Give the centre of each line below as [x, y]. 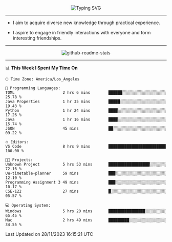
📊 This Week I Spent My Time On [41, 68]
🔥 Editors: [17, 142]
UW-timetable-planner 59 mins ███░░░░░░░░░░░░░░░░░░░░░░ [86, 173]
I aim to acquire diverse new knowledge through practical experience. [86, 23]
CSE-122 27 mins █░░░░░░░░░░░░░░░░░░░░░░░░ [86, 191]
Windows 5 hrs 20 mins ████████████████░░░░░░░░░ [86, 211]
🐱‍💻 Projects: [19, 160]
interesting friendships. [37, 38]
